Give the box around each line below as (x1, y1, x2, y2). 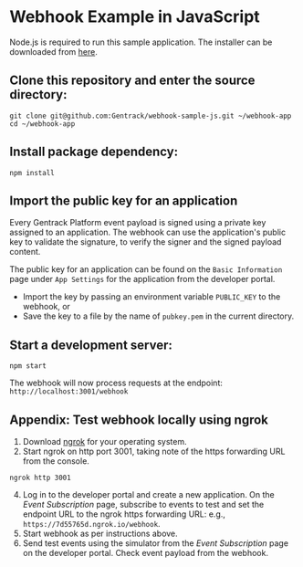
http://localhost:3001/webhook (9, 387, 129, 396)
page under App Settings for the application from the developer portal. (9, 274, 276, 285)
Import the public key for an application (9, 193, 238, 208)
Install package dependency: (9, 144, 179, 160)
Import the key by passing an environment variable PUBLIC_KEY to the (22, 291, 281, 302)
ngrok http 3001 (9, 473, 71, 482)
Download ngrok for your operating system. (22, 436, 187, 446)
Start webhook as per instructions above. (22, 528, 178, 539)
